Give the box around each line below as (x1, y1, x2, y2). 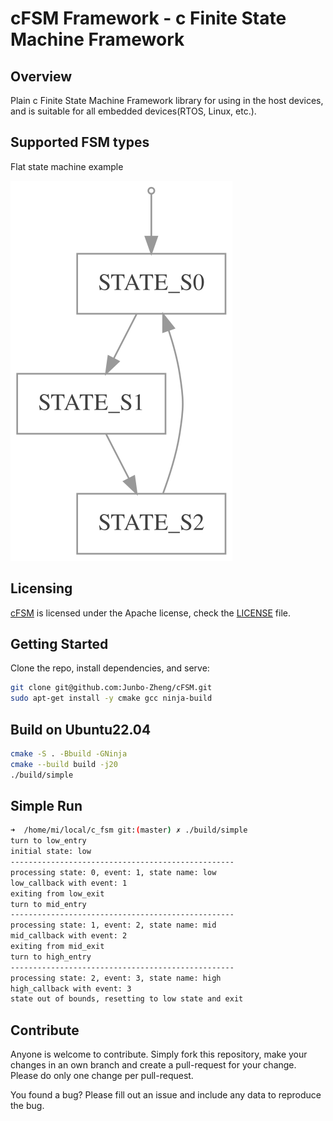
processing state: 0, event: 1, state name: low (10, 867, 217, 877)
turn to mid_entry (10, 899, 87, 909)
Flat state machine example (10, 160, 124, 172)
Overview (10, 68, 73, 85)
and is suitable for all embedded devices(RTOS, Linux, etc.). (10, 105, 257, 117)
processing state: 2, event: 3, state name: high (10, 973, 222, 983)
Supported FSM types (10, 134, 150, 151)
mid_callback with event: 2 (10, 931, 128, 941)
